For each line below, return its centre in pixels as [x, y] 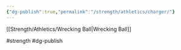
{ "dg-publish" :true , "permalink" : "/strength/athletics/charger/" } [90, 12]
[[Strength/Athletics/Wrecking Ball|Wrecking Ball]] [69, 29]
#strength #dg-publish [35, 40]
